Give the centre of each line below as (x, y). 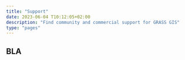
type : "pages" (23, 28)
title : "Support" (27, 11)
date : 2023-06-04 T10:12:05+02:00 (48, 17)
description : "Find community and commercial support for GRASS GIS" (93, 22)
